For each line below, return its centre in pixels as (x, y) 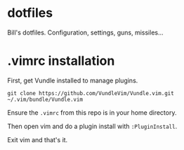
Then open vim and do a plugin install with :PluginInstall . (92, 126)
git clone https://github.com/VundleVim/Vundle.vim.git (91, 93)
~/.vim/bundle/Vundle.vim (45, 99)
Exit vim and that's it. (38, 139)
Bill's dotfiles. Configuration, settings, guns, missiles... (85, 32)
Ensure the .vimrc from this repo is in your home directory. (92, 112)
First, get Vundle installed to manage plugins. (73, 80)
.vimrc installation (61, 61)
